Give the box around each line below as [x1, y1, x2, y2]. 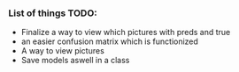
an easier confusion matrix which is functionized [20, 36, 198, 47]
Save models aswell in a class [20, 55, 130, 66]
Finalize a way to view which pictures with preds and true [20, 27, 231, 38]
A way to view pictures [20, 46, 105, 56]
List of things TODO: [8, 7, 98, 19]
